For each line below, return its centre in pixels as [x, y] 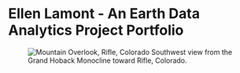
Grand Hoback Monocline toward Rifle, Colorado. [107, 60]
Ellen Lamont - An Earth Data [104, 14]
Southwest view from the [192, 52]
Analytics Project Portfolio [96, 30]
